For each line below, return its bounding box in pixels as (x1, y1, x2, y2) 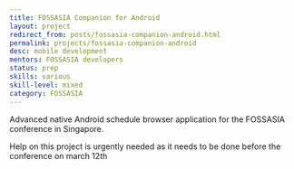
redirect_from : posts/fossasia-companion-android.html (9, 30, 221, 39)
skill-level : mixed (9, 80, 83, 89)
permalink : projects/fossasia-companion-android (9, 38, 197, 48)
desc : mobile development (9, 47, 107, 56)
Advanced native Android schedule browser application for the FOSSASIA (9, 114, 286, 125)
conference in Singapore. (9, 123, 104, 134)
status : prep (9, 64, 59, 73)
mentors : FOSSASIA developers (9, 55, 124, 64)
